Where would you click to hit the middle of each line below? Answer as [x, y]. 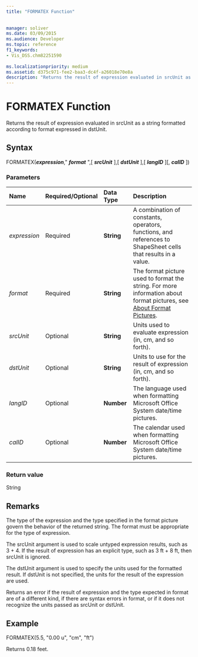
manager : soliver [27, 28]
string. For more [155, 286]
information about [158, 293]
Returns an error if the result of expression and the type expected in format [97, 592]
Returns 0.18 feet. [27, 649]
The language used [160, 388]
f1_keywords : [22, 50]
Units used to [151, 325]
